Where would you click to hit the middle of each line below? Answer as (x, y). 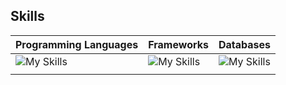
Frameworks (178, 44)
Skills (27, 16)
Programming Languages (77, 44)
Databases (245, 44)
